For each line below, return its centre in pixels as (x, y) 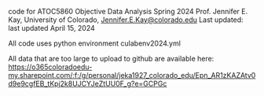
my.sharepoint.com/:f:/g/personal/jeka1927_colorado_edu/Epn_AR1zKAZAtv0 (132, 75)
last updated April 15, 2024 (52, 28)
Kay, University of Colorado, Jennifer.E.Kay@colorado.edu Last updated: (126, 20)
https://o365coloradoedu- (50, 67)
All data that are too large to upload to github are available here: (111, 59)
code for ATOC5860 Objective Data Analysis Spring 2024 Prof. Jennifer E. (128, 11)
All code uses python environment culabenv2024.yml (94, 43)
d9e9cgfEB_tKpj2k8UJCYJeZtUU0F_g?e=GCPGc (88, 83)
